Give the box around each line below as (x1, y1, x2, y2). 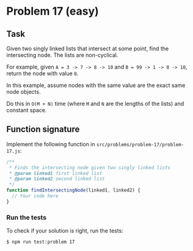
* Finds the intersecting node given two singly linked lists (9, 164, 171, 171)
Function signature (6, 124, 80, 135)
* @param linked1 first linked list (9, 170, 103, 176)
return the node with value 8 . (6, 70, 79, 77)
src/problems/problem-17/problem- (96, 141, 184, 148)
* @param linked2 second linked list (9, 176, 105, 182)
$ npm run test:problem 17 (6, 239, 75, 245)
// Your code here (12, 193, 59, 200)
